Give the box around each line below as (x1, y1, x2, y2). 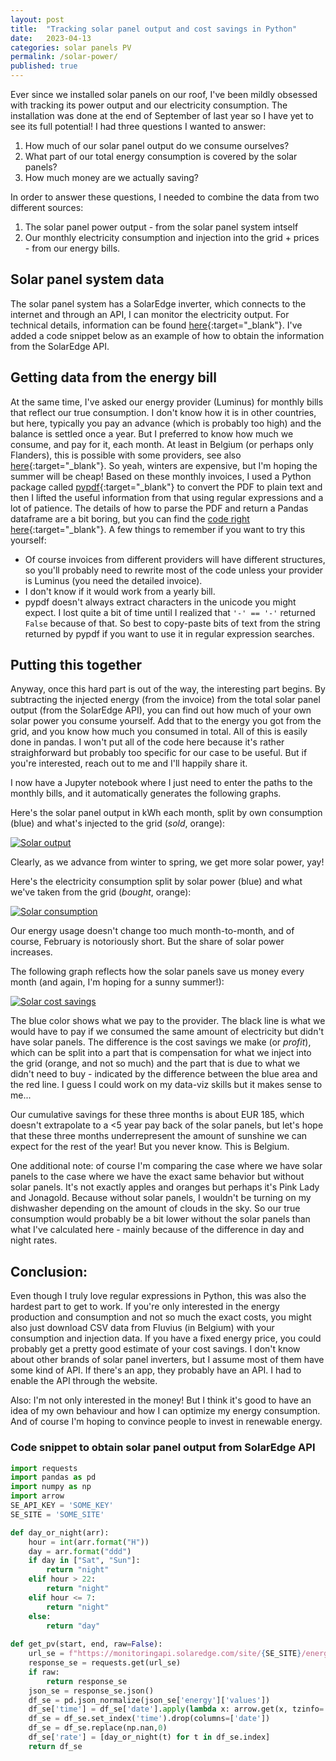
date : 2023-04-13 (10, 33, 92, 43)
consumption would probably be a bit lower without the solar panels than (10, 1213, 311, 1225)
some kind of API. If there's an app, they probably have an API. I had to (10, 1364, 302, 1376)
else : (28, 1611, 52, 1621)
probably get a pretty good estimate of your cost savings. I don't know (10, 1343, 301, 1355)
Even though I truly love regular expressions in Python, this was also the (10, 1290, 307, 1302)
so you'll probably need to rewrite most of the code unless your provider (24, 564, 324, 576)
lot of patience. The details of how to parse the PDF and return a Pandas (10, 502, 309, 514)
